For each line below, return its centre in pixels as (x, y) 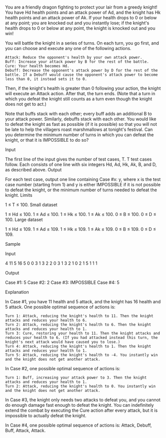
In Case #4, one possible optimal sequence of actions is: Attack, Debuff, (79, 425)
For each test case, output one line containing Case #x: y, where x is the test (83, 179)
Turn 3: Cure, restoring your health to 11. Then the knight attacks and (83, 333)
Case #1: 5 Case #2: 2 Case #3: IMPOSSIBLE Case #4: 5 (62, 282)
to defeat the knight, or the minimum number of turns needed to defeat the (81, 190)
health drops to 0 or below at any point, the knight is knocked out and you (80, 28)
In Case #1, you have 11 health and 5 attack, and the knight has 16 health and (83, 301)
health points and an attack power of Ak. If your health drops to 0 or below (81, 18)
